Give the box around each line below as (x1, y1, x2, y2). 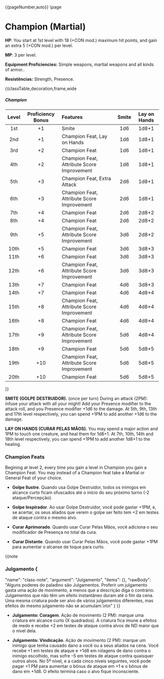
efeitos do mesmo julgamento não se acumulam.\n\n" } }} (5, 603, 121, 609)
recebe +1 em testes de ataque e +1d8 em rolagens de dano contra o (12, 647, 151, 654)
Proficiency (27, 110, 55, 117)
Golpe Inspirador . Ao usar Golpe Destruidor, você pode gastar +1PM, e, (12, 504, 157, 510)
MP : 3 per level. (5, 52, 37, 58)
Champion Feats (5, 453, 45, 460)
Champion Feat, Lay (61, 133, 107, 140)
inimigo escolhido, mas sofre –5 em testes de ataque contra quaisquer (12, 653, 154, 658)
